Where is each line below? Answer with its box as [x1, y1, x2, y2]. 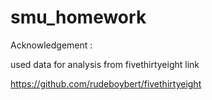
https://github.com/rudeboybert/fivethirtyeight [10, 77, 202, 90]
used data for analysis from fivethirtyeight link [10, 58, 200, 70]
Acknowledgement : [10, 39, 93, 51]
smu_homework [10, 6, 147, 29]
